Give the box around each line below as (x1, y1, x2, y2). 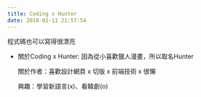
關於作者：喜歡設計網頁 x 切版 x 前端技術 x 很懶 (17, 67, 157, 75)
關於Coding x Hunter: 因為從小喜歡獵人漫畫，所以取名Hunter (17, 52, 194, 60)
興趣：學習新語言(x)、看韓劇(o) (17, 82, 109, 90)
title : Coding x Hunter (7, 10, 78, 18)
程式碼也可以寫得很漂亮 (7, 37, 75, 46)
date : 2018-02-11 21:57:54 (7, 17, 87, 24)
